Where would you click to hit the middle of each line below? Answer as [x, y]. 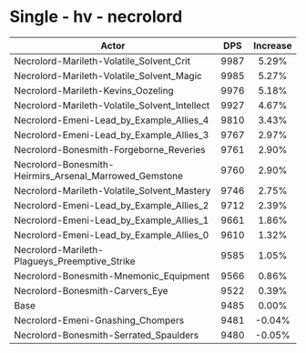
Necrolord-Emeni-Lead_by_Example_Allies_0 [112, 235]
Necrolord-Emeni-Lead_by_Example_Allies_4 [112, 120]
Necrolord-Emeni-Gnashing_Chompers [99, 320]
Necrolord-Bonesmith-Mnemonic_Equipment [112, 276]
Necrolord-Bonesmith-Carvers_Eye [91, 290]
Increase [273, 45]
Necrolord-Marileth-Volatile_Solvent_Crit [102, 61]
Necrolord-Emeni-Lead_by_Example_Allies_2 [112, 205]
